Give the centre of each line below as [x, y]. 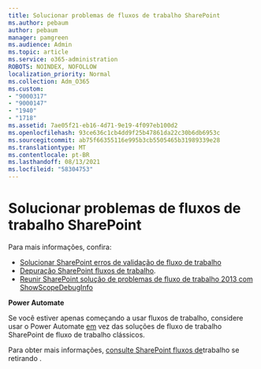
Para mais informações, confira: [60, 247]
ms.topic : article [38, 52]
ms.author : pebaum [38, 23]
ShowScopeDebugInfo [56, 287]
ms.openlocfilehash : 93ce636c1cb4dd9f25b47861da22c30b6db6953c [114, 132]
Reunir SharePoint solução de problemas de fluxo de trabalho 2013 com [136, 279]
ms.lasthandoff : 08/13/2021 [54, 162]
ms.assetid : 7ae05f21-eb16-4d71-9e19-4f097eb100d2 [93, 125]
